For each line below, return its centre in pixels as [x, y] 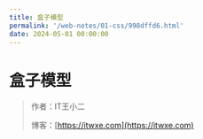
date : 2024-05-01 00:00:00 [59, 34]
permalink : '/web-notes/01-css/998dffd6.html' [97, 26]
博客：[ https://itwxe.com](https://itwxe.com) [112, 126]
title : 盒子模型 [36, 17]
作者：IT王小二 [58, 106]
